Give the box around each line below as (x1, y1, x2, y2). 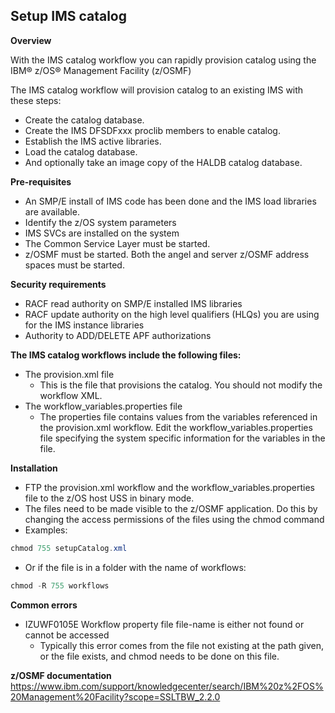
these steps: (10, 94, 62, 106)
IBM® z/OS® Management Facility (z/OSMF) (10, 64, 192, 76)
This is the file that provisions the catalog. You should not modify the (39, 379, 323, 391)
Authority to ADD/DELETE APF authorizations (24, 329, 212, 341)
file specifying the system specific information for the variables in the (39, 432, 326, 444)
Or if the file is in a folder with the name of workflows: (24, 561, 247, 573)
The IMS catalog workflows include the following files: (10, 349, 242, 361)
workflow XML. (39, 389, 103, 401)
